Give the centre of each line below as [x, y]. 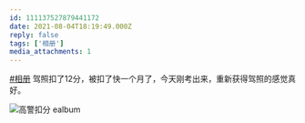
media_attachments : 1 [51, 52]
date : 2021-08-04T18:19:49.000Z [71, 26]
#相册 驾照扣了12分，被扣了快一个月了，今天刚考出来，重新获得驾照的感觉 [149, 79]
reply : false [34, 35]
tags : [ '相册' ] [37, 43]
